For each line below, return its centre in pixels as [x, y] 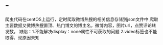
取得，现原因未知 [22, 37]
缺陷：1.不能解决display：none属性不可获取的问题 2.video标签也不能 [88, 31]
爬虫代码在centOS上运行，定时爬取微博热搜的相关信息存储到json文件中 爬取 [82, 19]
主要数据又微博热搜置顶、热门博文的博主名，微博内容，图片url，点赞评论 [79, 25]
